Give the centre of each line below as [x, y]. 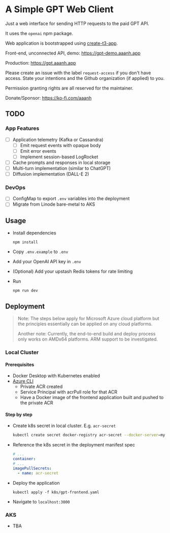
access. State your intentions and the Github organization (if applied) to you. [85, 78]
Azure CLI [23, 381]
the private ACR [37, 403]
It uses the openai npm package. [39, 33]
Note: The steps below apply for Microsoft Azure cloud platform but [89, 319]
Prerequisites [20, 364]
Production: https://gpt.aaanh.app [41, 63]
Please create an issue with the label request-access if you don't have [78, 73]
